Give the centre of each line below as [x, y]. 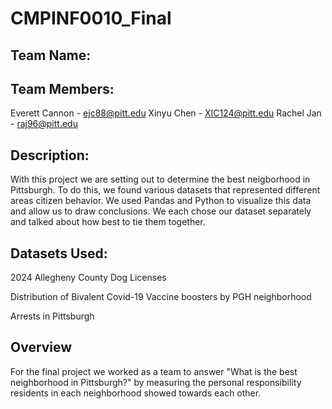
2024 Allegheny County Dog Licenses [88, 278]
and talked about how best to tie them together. [108, 222]
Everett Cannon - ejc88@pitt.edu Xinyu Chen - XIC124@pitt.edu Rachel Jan [166, 113]
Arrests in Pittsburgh [52, 316]
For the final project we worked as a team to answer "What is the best [154, 371]
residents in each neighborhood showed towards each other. [136, 393]
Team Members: [62, 88]
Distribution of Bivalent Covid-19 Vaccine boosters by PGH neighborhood [161, 297]
